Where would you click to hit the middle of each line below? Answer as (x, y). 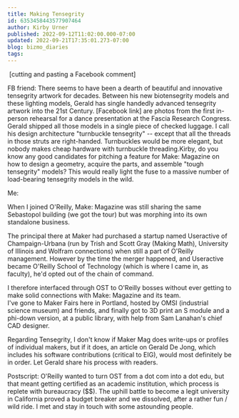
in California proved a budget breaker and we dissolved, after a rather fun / (117, 399)
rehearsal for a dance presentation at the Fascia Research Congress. (131, 118)
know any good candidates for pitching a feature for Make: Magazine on (113, 156)
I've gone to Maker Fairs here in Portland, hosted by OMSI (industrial (108, 303)
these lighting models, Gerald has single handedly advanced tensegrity (112, 103)
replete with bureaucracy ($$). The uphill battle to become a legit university (118, 391)
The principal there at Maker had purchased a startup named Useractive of (117, 236)
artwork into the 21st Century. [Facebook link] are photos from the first (111, 111)
